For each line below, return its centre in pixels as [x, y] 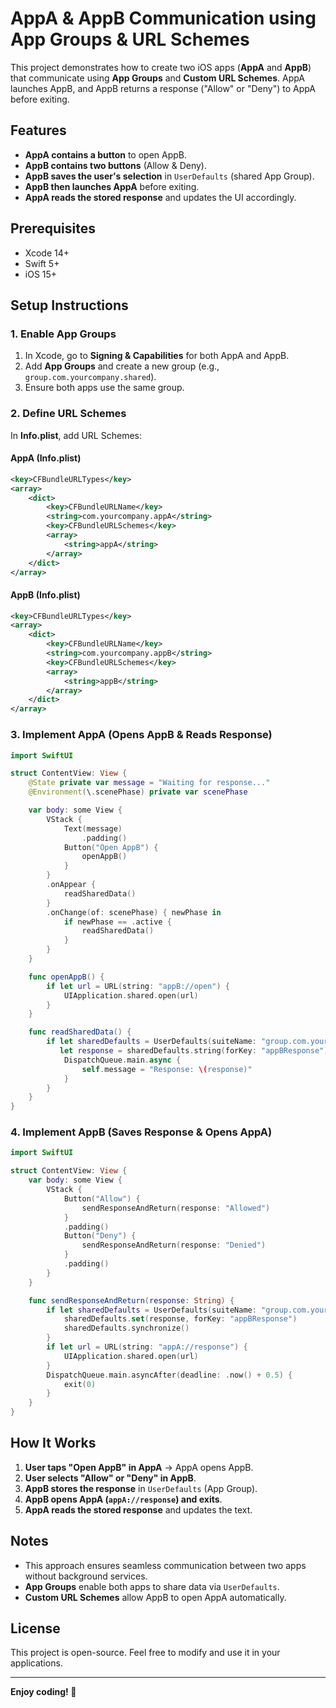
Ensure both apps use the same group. [104, 388]
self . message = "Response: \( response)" [167, 1069]
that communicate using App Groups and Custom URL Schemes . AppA [157, 78]
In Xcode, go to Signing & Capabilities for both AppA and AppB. [157, 356]
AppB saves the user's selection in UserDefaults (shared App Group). [169, 176]
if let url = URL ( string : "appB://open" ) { [138, 986]
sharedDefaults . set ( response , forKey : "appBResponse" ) [180, 1319]
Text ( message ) [93, 828]
